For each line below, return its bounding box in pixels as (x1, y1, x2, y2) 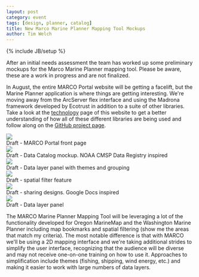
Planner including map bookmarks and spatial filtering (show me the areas (6, 225, 189, 233)
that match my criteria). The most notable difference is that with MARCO (6, 232, 184, 239)
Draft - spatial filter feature (6, 176, 72, 183)
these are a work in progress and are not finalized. (6, 72, 130, 79)
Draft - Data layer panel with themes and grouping (6, 164, 130, 171)
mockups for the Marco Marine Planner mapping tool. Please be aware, (6, 65, 182, 73)
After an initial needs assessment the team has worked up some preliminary (6, 59, 193, 67)
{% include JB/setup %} (6, 47, 66, 55)
